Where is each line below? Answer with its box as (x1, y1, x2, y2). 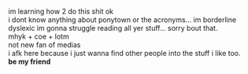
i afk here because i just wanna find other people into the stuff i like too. (8, 49, 242, 57)
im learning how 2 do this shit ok (8, 7, 114, 16)
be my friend (8, 57, 51, 66)
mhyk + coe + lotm (8, 31, 69, 41)
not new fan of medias (8, 40, 81, 50)
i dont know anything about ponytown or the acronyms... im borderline (8, 15, 237, 24)
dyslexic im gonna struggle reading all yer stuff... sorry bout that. (8, 24, 218, 32)
